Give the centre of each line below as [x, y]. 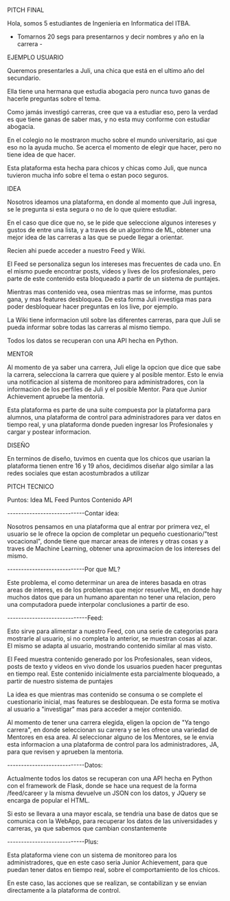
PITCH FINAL [26, 10]
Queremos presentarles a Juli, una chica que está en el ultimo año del [106, 71]
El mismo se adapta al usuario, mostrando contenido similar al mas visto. [110, 646]
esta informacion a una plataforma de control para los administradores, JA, [113, 744]
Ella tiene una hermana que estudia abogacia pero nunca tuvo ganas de [108, 91]
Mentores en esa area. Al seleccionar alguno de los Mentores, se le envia [111, 737]
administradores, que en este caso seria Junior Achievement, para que [107, 862]
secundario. [24, 78]
